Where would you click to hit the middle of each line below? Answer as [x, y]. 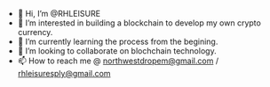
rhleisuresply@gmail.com [64, 73]
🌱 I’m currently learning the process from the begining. [118, 41]
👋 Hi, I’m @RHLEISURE [59, 14]
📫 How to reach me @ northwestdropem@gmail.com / [118, 61]
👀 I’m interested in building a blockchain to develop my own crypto [139, 23]
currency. [35, 32]
